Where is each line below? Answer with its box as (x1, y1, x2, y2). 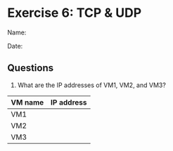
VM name (11, 97, 44, 107)
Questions (7, 62, 54, 74)
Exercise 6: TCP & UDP (7, 5, 142, 21)
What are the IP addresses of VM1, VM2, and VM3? (17, 81, 167, 89)
